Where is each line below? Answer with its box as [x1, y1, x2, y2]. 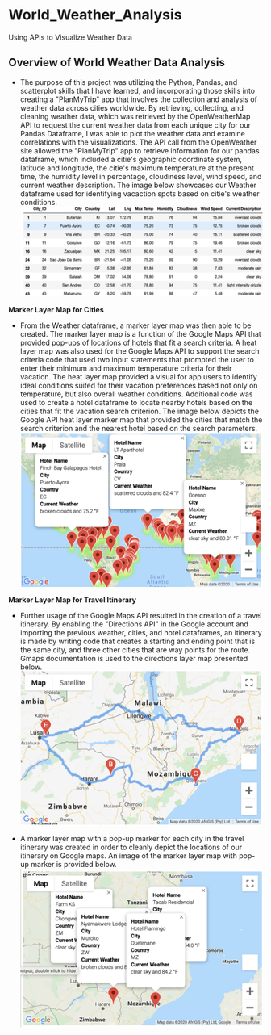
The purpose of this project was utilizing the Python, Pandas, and [19, 77, 238, 86]
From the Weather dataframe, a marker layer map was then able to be [19, 321, 252, 330]
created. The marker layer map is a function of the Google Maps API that [19, 329, 262, 338]
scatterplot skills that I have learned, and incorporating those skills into [19, 86, 256, 95]
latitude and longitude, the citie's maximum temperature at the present [19, 163, 254, 173]
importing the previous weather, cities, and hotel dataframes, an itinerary [19, 627, 262, 637]
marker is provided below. [31, 860, 117, 869]
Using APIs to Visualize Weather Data [8, 32, 133, 42]
